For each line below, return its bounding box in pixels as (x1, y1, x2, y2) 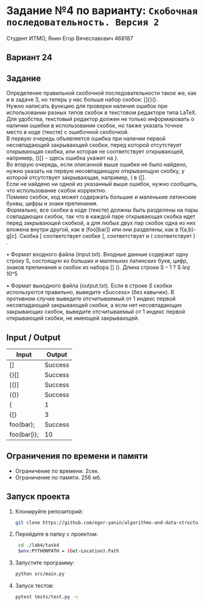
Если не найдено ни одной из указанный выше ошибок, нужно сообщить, (6, 180, 198, 188)
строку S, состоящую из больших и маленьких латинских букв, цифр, (6, 257, 188, 265)
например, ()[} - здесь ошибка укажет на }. (6, 154, 119, 162)
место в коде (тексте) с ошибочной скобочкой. (6, 128, 129, 136)
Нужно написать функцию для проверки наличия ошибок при (6, 102, 167, 110)
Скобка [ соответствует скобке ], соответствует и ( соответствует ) (19, 232, 196, 240)
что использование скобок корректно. (6, 187, 107, 194)
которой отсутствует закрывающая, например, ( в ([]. (6, 174, 146, 181)
